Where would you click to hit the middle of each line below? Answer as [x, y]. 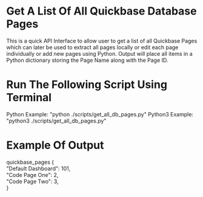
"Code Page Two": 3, [32, 181]
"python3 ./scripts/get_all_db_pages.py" [56, 121]
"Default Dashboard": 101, [38, 169]
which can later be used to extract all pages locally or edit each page [92, 47]
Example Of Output [55, 145]
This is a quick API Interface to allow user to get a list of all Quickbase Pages [102, 41]
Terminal [29, 98]
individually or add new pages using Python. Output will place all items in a [99, 53]
